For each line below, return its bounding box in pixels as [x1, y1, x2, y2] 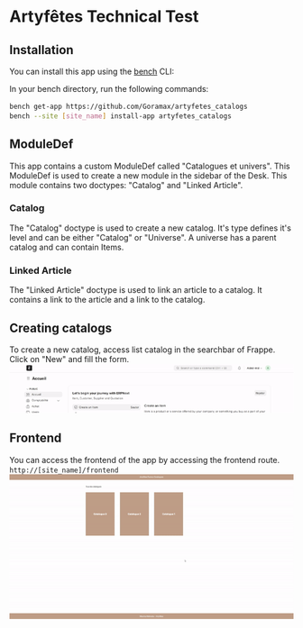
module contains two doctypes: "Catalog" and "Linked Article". [9, 179, 243, 190]
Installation [9, 42, 74, 58]
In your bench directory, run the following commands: [9, 84, 209, 94]
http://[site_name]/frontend [9, 466, 119, 475]
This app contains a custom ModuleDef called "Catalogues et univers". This [9, 160, 290, 171]
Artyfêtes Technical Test [9, 6, 199, 27]
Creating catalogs [9, 320, 113, 335]
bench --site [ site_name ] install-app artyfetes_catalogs [9, 111, 232, 121]
